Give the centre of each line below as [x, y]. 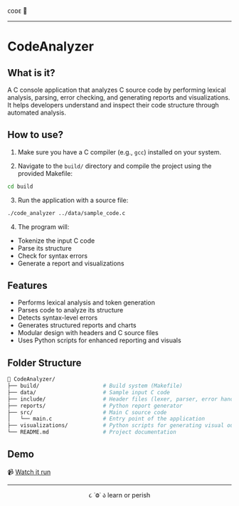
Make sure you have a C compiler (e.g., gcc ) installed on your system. [119, 152]
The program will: [43, 226]
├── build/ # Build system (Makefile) [95, 386]
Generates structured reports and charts [77, 325]
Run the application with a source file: [73, 200]
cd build [20, 186]
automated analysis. [37, 112]
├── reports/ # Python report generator [95, 406]
